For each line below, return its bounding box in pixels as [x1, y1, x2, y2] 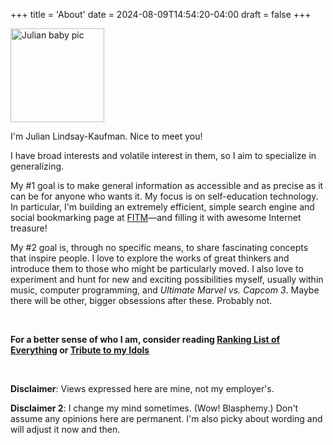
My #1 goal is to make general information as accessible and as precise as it [10, 180, 324, 191]
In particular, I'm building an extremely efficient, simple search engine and [10, 201, 315, 213]
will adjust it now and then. [10, 424, 121, 435]
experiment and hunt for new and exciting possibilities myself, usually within [10, 274, 324, 285]
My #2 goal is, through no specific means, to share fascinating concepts [10, 242, 309, 253]
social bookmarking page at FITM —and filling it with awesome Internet [10, 212, 302, 223]
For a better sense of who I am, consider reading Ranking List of [10, 334, 281, 345]
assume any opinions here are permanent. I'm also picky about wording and [10, 413, 323, 424]
